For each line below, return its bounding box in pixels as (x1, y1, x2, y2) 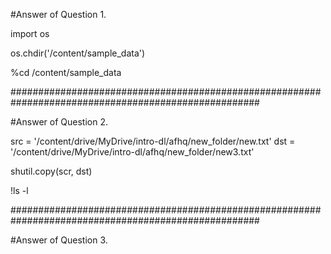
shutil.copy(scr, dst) (10, 165, 93, 177)
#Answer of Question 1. (10, 9, 107, 20)
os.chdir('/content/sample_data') (10, 47, 146, 59)
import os (10, 28, 50, 39)
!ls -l (10, 185, 29, 196)
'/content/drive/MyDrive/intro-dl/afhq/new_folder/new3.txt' (10, 146, 255, 158)
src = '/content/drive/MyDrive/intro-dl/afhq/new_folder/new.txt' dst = (10, 135, 296, 147)
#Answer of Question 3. (10, 234, 108, 246)
